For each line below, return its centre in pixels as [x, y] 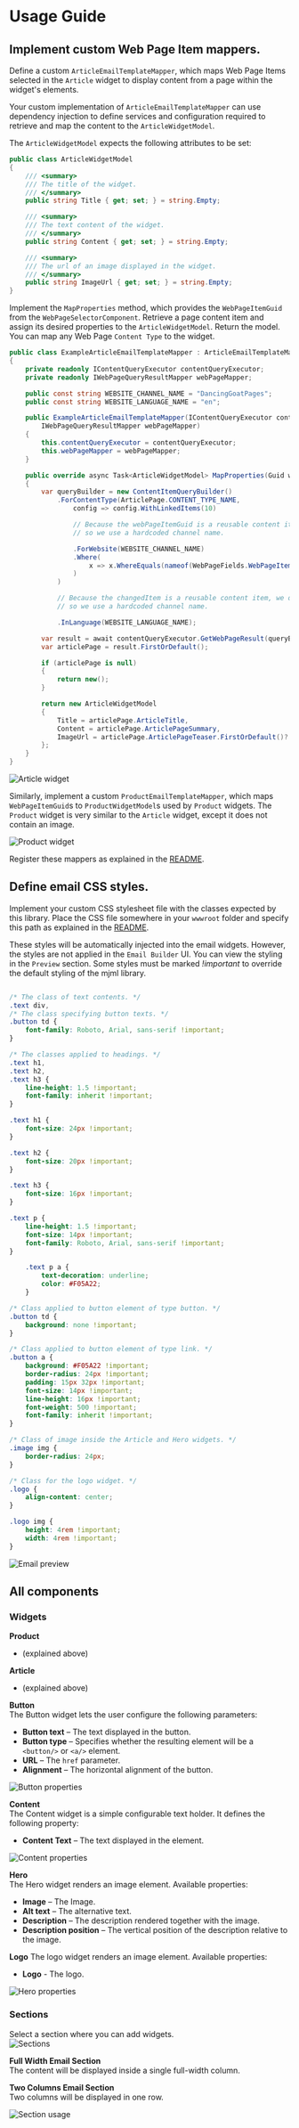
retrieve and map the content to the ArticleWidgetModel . [112, 126]
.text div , [29, 1005]
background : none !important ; [81, 1325]
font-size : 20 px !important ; [79, 1161]
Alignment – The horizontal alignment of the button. [117, 1770]
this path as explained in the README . [79, 927]
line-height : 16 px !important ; [83, 1399]
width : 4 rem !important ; [71, 1538]
